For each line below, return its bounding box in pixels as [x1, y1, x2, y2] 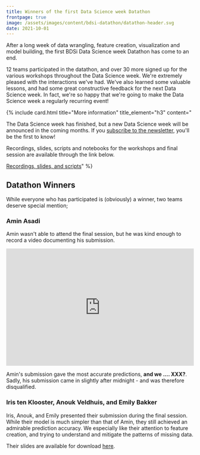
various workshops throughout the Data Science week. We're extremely [6, 72, 183, 79]
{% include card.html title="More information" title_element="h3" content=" [6, 109, 192, 116]
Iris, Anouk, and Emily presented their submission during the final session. [6, 412, 188, 419]
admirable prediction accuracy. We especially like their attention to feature [6, 424, 189, 432]
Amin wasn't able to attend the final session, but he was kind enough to [6, 230, 182, 238]
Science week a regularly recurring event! [6, 98, 109, 105]
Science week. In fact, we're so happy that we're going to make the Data [6, 91, 185, 98]
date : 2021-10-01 [6, 25, 49, 32]
